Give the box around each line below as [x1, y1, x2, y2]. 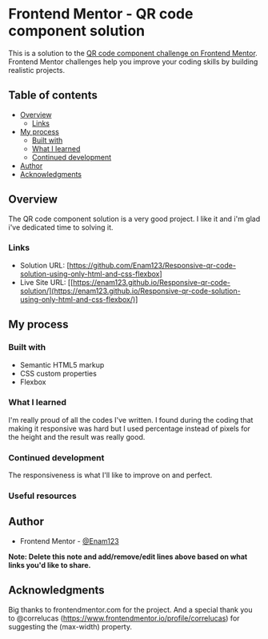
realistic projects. [8, 65, 66, 74]
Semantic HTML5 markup [19, 360, 105, 369]
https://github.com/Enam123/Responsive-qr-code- [69, 260, 236, 270]
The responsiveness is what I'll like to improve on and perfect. [8, 470, 213, 480]
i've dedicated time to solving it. [8, 222, 114, 232]
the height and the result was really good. [8, 432, 146, 441]
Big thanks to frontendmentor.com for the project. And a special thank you [8, 605, 254, 614]
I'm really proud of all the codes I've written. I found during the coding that [8, 415, 254, 424]
